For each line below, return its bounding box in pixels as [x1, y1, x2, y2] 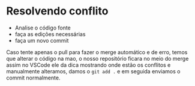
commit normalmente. [6, 74, 61, 81]
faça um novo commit [14, 37, 69, 44]
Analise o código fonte [14, 24, 71, 31]
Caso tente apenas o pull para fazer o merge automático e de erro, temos [6, 48, 188, 55]
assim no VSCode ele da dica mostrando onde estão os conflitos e [6, 61, 171, 69]
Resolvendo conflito [6, 4, 109, 18]
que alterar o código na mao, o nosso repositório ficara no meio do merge [6, 55, 189, 62]
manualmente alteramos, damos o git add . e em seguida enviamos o [6, 67, 181, 75]
